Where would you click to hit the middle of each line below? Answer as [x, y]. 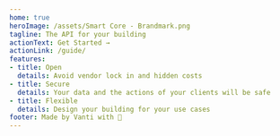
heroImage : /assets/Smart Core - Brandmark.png [100, 26]
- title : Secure [39, 84]
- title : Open [36, 68]
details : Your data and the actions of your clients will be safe [144, 92]
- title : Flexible [44, 101]
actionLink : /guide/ [48, 51]
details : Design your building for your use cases [114, 109]
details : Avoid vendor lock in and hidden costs [110, 76]
